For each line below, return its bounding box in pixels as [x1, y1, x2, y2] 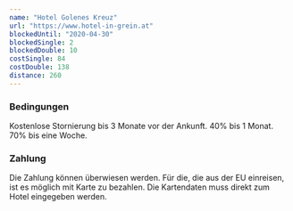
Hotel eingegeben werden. [9, 191, 107, 202]
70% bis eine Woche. [9, 130, 88, 141]
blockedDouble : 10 [9, 46, 78, 55]
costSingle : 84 [9, 54, 66, 63]
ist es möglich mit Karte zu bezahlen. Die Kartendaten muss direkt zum [9, 182, 271, 192]
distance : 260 [9, 71, 63, 80]
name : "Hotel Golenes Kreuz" [9, 12, 118, 22]
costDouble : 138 [9, 63, 70, 72]
